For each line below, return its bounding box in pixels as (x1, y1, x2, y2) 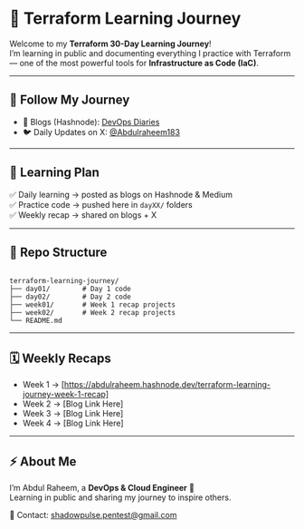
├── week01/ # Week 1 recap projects (9, 300, 176, 309)
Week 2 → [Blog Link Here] (22, 398, 124, 409)
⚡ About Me (9, 454, 77, 469)
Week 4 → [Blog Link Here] (22, 417, 124, 429)
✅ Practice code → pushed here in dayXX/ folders (9, 199, 193, 210)
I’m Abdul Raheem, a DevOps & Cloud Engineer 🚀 (9, 483, 195, 493)
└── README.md (9, 317, 63, 326)
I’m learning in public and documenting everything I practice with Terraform (9, 47, 291, 58)
